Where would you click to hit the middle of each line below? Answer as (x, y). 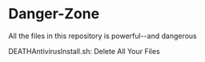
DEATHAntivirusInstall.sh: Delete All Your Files (84, 51)
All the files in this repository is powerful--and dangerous (103, 36)
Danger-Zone (54, 14)
